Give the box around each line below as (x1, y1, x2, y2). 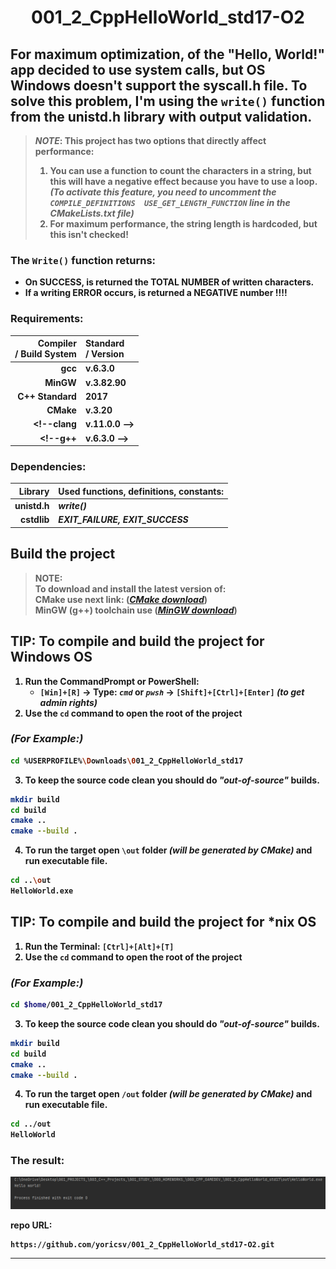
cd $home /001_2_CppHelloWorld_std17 (10, 1000, 163, 1010)
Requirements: (10, 312, 84, 326)
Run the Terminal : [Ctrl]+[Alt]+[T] (24, 940, 175, 952)
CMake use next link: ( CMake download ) (34, 593, 208, 605)
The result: (10, 1154, 65, 1168)
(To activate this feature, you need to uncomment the (49, 186, 277, 198)
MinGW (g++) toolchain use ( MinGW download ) (34, 604, 238, 616)
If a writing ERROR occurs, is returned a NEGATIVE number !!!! (24, 287, 288, 299)
